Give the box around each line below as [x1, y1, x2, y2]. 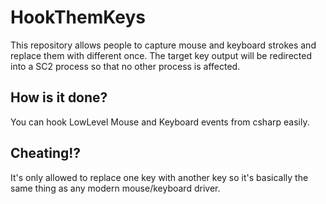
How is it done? [10, 89, 108, 106]
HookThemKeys [10, 6, 147, 29]
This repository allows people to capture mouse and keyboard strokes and [10, 39, 317, 51]
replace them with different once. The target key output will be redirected [10, 49, 312, 61]
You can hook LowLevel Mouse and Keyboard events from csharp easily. [10, 116, 310, 128]
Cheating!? [10, 145, 82, 162]
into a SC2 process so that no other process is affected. [10, 60, 241, 72]
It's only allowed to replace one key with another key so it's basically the [10, 171, 309, 183]
